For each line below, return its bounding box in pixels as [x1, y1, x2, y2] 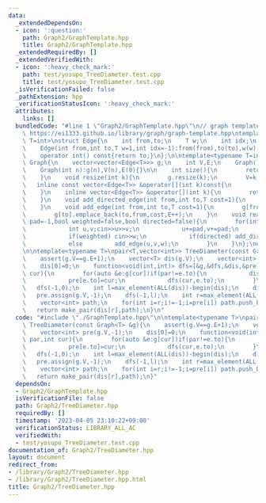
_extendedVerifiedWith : [15, 56, 93, 64]
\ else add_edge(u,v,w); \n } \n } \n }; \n [22, 240, 257, 248]
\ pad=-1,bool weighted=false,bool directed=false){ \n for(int [22, 218, 260, 226]
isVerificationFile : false [15, 394, 104, 402]
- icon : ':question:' [15, 26, 87, 34]
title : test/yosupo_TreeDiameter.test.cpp [22, 78, 165, 86]
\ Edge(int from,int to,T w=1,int [22, 144, 147, 152]
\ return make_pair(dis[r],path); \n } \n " [22, 306, 165, 314]
